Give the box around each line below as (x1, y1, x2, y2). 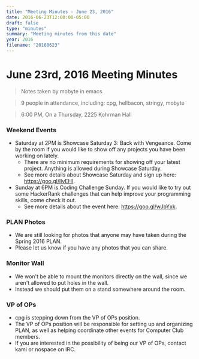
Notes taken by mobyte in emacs (20, 87, 102, 95)
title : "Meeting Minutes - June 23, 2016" (6, 8, 114, 15)
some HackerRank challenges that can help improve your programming (14, 190, 191, 197)
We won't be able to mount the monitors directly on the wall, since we (14, 273, 188, 280)
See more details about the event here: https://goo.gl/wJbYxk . (23, 203, 177, 210)
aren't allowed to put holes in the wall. (14, 279, 109, 286)
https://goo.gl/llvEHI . (23, 178, 75, 185)
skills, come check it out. (14, 197, 77, 204)
